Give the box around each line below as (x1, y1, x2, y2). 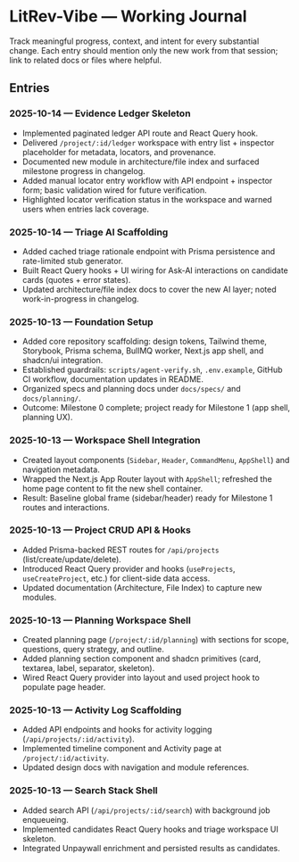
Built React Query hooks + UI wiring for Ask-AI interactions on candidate (21, 265, 288, 276)
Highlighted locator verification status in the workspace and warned (21, 194, 272, 204)
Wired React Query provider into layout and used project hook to (21, 672, 261, 684)
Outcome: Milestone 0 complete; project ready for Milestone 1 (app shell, (21, 402, 291, 413)
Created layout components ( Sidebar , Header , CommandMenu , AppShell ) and (21, 454, 290, 465)
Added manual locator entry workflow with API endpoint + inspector (21, 175, 273, 186)
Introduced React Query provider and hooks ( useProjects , (21, 563, 236, 574)
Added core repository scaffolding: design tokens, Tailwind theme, (21, 336, 268, 347)
